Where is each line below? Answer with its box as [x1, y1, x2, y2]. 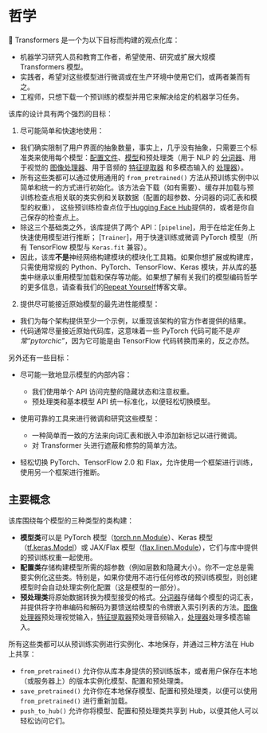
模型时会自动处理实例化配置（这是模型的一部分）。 [19, 582, 185, 592]
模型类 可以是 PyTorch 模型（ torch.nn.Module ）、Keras [19, 532, 198, 542]
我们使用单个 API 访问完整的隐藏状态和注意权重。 [31, 386, 194, 396]
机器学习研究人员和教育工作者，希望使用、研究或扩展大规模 [19, 52, 216, 61]
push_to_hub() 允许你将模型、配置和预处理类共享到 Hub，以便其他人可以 [19, 706, 259, 715]
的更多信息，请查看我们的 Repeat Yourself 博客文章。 [19, 282, 191, 292]
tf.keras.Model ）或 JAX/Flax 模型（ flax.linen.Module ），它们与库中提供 [26, 543, 258, 552]
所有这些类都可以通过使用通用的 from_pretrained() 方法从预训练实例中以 [19, 172, 260, 182]
